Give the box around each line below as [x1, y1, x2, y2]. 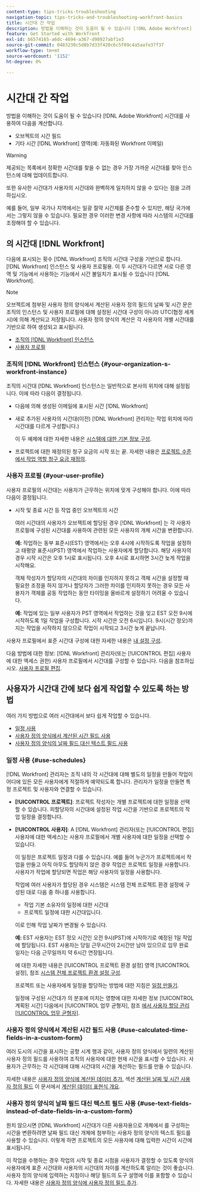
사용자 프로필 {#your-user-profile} [6, 472, 104, 480]
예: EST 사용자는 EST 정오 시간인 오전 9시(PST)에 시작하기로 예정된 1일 [14, 934, 181, 941]
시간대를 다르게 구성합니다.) [14, 422, 79, 430]
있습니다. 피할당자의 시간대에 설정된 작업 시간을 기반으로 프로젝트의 [27, 805, 184, 812]
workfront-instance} [6, 368, 67, 376]
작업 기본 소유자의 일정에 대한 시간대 [23, 901, 109, 908]
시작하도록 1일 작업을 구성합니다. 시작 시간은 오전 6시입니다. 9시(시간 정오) [14, 617, 188, 624]
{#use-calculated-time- [117, 1025, 188, 1034]
